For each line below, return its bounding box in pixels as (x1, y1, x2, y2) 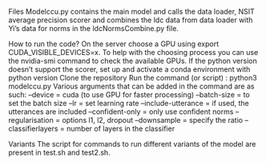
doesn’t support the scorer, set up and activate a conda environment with (8, 65, 251, 74)
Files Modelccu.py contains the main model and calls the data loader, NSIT (8, 7, 255, 16)
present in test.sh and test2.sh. (8, 147, 111, 157)
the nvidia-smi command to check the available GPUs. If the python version (8, 56, 258, 65)
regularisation (8, 116, 54, 124)
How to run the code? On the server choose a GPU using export (8, 39, 220, 49)
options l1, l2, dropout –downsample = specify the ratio (62, 116, 243, 124)
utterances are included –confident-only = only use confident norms (8, 107, 234, 116)
